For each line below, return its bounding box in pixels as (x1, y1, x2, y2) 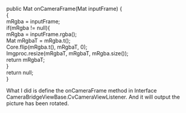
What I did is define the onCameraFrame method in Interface (6, 87, 157, 94)
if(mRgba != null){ (6, 24, 50, 31)
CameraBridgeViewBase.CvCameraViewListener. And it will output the (6, 93, 180, 100)
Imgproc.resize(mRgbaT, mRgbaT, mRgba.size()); (6, 50, 129, 56)
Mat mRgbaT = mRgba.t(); (6, 37, 71, 44)
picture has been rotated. (6, 100, 69, 107)
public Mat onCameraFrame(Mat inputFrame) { (6, 5, 123, 12)
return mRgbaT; (6, 56, 45, 63)
